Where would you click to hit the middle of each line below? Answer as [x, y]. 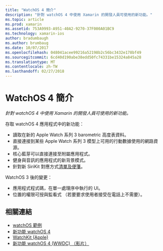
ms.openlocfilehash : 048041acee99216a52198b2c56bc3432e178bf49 [73, 52]
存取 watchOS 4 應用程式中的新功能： [45, 124]
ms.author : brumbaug [27, 43]
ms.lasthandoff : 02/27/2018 [35, 72]
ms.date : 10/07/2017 [27, 48]
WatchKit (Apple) [30, 237]
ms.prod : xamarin [24, 24]
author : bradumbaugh [27, 39]
